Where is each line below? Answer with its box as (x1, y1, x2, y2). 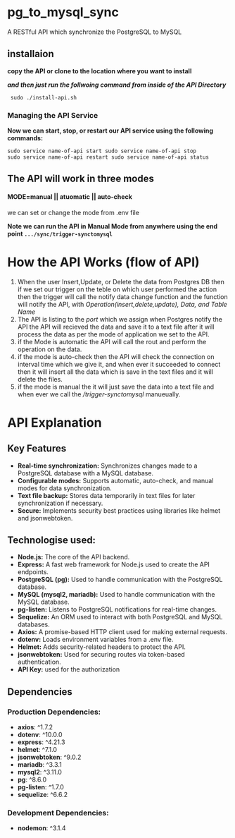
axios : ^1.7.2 (17, 723, 53, 731)
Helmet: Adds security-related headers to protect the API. (17, 643, 186, 651)
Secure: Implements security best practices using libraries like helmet (17, 506, 220, 515)
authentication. (17, 657, 61, 667)
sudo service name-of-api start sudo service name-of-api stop (7, 147, 197, 155)
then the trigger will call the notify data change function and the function (17, 292, 229, 300)
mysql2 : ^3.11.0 (17, 768, 62, 777)
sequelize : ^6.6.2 (17, 791, 68, 799)
